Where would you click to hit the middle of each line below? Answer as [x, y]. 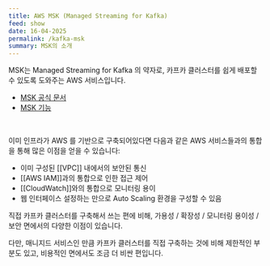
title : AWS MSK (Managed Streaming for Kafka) [88, 16]
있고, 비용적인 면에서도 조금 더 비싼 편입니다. [93, 253]
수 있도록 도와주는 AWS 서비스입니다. [67, 80]
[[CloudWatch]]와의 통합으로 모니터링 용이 [88, 188]
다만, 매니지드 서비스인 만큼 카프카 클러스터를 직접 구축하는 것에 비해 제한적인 [130, 243]
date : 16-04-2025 [38, 31]
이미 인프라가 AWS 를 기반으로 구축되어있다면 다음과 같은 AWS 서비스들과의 [128, 141]
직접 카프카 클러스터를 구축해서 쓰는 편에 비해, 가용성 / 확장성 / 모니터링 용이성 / [134, 216]
